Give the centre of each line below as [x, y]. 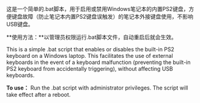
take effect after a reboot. [39, 94]
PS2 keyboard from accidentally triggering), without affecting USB [90, 69]
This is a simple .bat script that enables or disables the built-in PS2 [90, 49]
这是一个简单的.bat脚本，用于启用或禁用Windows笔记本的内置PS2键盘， [98, 9]
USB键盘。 [20, 24]
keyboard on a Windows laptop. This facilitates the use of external [90, 56]
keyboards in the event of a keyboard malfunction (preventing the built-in [98, 62]
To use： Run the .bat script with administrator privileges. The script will [97, 88]
